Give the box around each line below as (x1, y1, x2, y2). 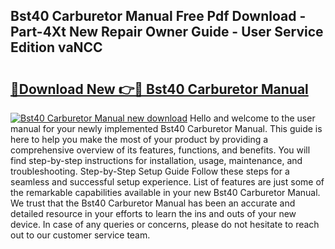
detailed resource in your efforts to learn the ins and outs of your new (10, 208, 297, 219)
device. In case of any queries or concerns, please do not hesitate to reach (10, 219, 320, 230)
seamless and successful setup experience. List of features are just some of (10, 176, 325, 188)
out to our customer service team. (10, 229, 151, 241)
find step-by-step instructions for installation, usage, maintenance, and (10, 155, 303, 166)
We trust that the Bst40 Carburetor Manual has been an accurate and (10, 197, 296, 209)
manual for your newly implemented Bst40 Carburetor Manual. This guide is (10, 123, 323, 134)
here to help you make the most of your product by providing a (10, 134, 269, 145)
